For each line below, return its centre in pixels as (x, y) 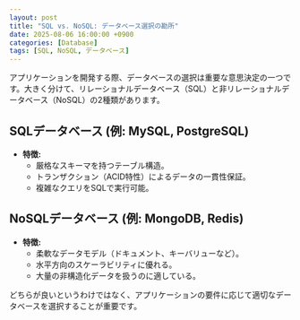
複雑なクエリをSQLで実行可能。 (94, 187)
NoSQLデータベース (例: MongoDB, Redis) (127, 219)
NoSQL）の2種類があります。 (110, 100)
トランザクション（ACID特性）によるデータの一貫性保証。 (143, 177)
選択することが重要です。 (94, 306)
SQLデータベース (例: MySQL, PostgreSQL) (129, 131)
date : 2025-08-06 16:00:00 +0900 (72, 34)
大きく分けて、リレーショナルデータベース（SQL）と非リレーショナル (153, 89)
